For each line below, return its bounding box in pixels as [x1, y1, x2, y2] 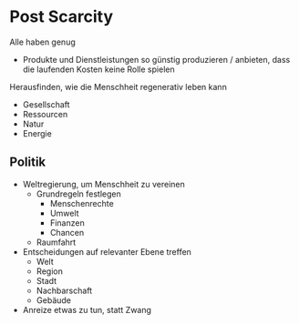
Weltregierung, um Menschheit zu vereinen [22, 178, 185, 189]
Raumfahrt [36, 237, 77, 248]
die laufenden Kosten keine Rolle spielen [22, 64, 175, 75]
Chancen [49, 227, 85, 238]
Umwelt [49, 208, 79, 218]
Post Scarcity [9, 6, 114, 27]
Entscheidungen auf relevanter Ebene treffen [22, 246, 191, 257]
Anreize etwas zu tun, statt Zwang [22, 304, 152, 315]
